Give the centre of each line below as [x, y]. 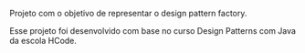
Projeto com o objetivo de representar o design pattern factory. [128, 13]
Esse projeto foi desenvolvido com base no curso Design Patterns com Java [153, 31]
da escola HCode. [43, 41]
